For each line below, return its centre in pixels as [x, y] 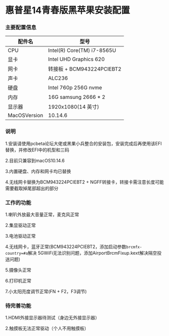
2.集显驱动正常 [21, 226]
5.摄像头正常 [18, 270]
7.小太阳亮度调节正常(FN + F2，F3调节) [46, 292]
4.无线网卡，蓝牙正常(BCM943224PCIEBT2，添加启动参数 [66, 247]
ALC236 [58, 78]
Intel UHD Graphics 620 [76, 60]
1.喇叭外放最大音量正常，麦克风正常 [42, 214]
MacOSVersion [26, 116]
